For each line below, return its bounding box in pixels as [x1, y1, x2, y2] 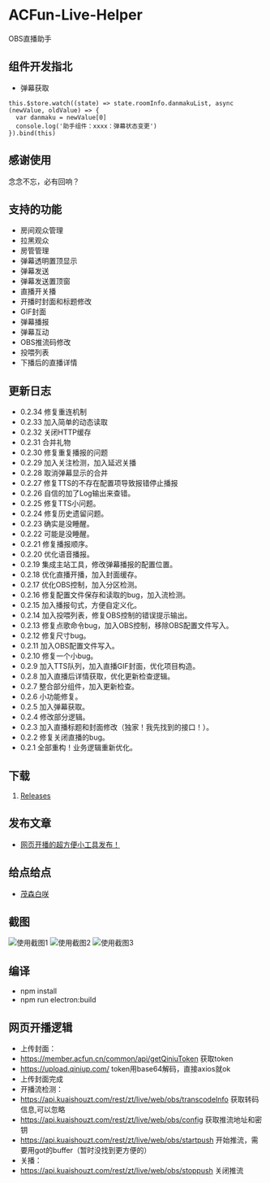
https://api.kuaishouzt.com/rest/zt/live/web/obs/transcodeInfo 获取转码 [19, 1094, 259, 1104]
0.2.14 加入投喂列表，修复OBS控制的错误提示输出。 [19, 610, 192, 620]
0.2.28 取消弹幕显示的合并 [19, 468, 109, 478]
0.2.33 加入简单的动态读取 [19, 417, 108, 427]
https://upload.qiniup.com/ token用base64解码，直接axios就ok [19, 1064, 231, 1074]
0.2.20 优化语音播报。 [19, 549, 95, 559]
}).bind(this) [8, 129, 57, 138]
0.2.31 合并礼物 [19, 438, 71, 447]
